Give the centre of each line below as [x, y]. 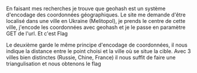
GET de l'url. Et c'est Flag [37, 34]
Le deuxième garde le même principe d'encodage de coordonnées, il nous [97, 45]
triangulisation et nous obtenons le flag [54, 64]
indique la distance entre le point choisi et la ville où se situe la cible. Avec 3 [98, 51]
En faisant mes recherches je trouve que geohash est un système [86, 9]
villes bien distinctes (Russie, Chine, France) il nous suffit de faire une [91, 57]
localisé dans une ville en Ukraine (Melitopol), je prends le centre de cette [96, 21]
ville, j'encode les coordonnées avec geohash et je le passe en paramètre [96, 27]
